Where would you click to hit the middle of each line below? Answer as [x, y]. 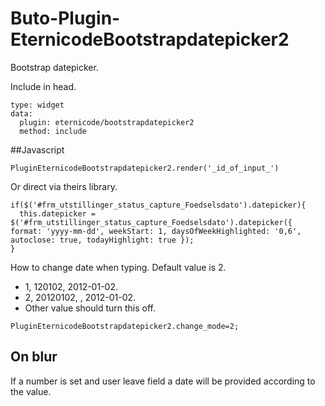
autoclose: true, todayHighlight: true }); [102, 240]
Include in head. [43, 86]
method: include [53, 131]
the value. [31, 391]
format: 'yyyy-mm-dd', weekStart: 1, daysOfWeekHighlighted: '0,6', [156, 231]
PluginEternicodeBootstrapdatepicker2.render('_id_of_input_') [145, 168]
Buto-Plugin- [65, 18]
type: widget [37, 105]
